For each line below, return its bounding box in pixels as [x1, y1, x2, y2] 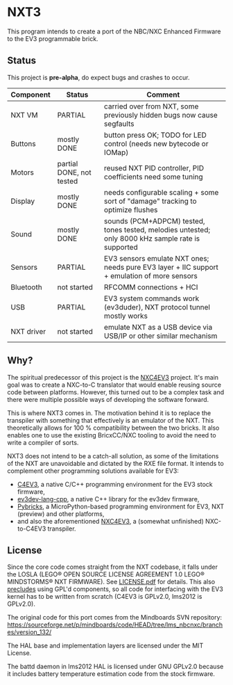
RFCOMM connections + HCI [103, 282, 198, 292]
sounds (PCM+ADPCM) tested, [103, 216, 206, 226]
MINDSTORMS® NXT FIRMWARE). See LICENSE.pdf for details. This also [7, 578, 216, 586]
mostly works [103, 311, 148, 321]
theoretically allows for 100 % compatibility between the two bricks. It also [7, 424, 220, 432]
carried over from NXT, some [103, 102, 199, 111]
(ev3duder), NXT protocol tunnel [103, 302, 210, 312]
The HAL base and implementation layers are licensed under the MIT [7, 641, 204, 650]
